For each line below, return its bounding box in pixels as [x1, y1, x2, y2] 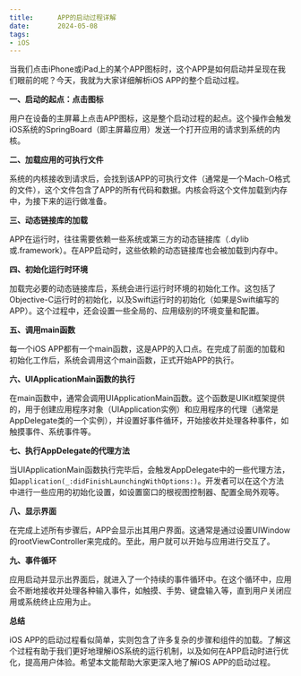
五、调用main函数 [9, 324, 76, 336]
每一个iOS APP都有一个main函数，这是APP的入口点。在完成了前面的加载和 [9, 344, 285, 355]
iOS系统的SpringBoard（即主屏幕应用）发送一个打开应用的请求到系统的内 [9, 124, 280, 135]
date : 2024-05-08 [9, 21, 99, 30]
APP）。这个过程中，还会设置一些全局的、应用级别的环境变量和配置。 [9, 305, 264, 316]
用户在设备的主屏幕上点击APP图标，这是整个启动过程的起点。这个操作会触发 [9, 113, 292, 124]
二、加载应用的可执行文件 [9, 154, 104, 166]
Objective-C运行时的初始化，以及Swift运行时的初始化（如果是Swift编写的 [9, 295, 279, 305]
